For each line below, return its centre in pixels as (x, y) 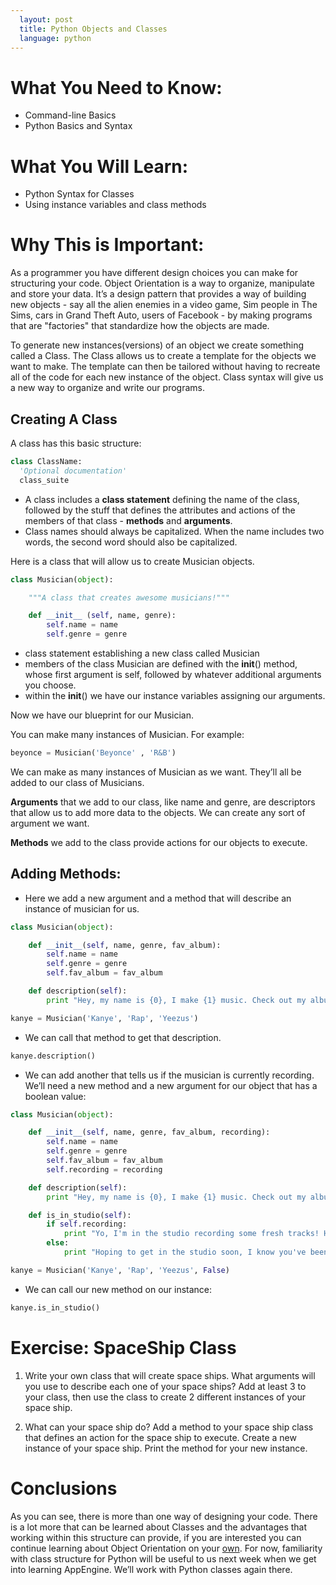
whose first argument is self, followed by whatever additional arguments (173, 674)
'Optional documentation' (73, 471)
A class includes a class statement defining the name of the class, (162, 499)
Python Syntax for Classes (79, 194)
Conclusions (64, 1488)
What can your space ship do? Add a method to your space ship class (169, 1427)
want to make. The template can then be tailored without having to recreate (165, 367)
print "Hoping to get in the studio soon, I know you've (185, 1252)
